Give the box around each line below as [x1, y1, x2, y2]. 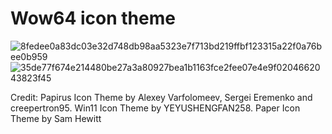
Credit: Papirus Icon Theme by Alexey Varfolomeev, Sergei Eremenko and [10, 91, 313, 103]
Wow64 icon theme [10, 7, 176, 30]
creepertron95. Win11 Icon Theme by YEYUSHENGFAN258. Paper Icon [10, 102, 301, 114]
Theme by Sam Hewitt [10, 112, 102, 124]
